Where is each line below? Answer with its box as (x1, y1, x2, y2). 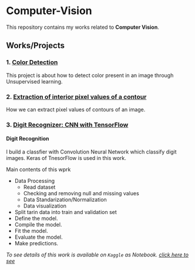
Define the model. (14, 215, 58, 222)
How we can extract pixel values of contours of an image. (6, 106, 146, 113)
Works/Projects (6, 41, 65, 51)
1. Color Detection (6, 58, 58, 66)
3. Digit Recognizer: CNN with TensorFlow (6, 121, 129, 129)
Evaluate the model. (14, 234, 63, 241)
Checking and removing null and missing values (23, 190, 139, 197)
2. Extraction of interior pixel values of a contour (6, 92, 147, 101)
